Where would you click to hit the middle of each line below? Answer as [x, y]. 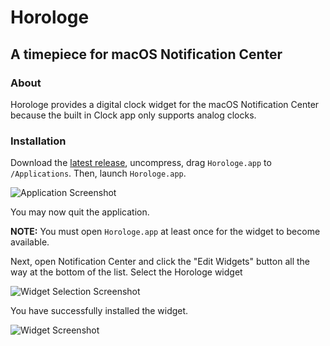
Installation [38, 141]
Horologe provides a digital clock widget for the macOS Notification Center [165, 104]
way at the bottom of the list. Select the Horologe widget [126, 272]
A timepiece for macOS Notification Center [146, 54]
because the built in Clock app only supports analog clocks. [133, 115]
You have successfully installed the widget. [99, 311]
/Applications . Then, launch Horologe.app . [98, 173]
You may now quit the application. [80, 212]
